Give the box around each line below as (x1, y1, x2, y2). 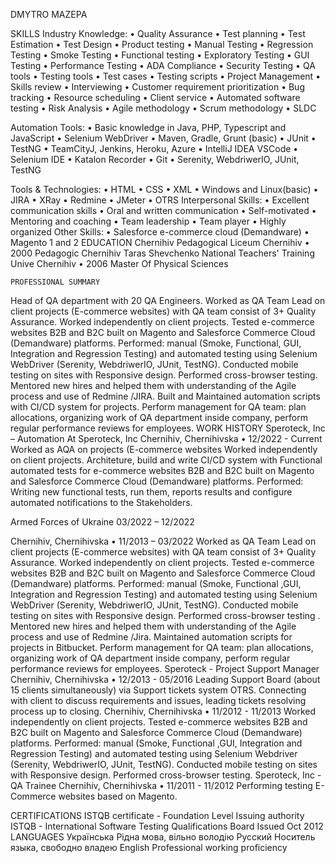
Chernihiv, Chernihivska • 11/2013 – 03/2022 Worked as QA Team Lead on (10, 535, 317, 547)
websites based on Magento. (58, 790, 178, 802)
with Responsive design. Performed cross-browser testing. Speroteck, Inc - (10, 769, 322, 781)
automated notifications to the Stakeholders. (10, 497, 193, 508)
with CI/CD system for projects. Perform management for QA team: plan (10, 401, 307, 413)
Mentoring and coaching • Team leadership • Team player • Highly (10, 215, 287, 227)
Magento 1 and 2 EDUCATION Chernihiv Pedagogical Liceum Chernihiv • (10, 237, 310, 248)
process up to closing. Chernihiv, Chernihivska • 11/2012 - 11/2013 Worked (10, 705, 317, 717)
